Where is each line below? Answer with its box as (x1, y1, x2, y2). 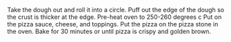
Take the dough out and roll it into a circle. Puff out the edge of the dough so (7, 6, 225, 14)
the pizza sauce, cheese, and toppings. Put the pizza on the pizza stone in (7, 20, 219, 28)
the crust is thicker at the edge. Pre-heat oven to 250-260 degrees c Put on (7, 13, 222, 21)
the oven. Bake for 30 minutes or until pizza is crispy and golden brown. (7, 27, 212, 35)
